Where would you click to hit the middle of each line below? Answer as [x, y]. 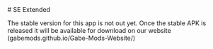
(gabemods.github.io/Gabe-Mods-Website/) [71, 38]
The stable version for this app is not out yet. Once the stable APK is [107, 23]
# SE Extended [29, 9]
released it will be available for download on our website [89, 30]
